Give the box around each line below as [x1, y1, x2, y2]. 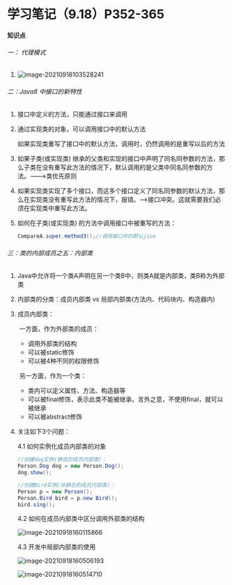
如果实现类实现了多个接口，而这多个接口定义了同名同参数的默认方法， [17, 187, 219, 195]
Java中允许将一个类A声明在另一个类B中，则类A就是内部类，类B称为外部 [17, 272, 225, 280]
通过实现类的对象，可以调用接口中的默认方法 [17, 125, 146, 133]
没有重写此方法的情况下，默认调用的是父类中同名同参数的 [41, 163, 207, 171]
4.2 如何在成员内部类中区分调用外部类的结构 [17, 515, 145, 523]
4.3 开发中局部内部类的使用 [17, 543, 96, 551]
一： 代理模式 [7, 48, 46, 56]
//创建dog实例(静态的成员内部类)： [17, 456, 107, 463]
